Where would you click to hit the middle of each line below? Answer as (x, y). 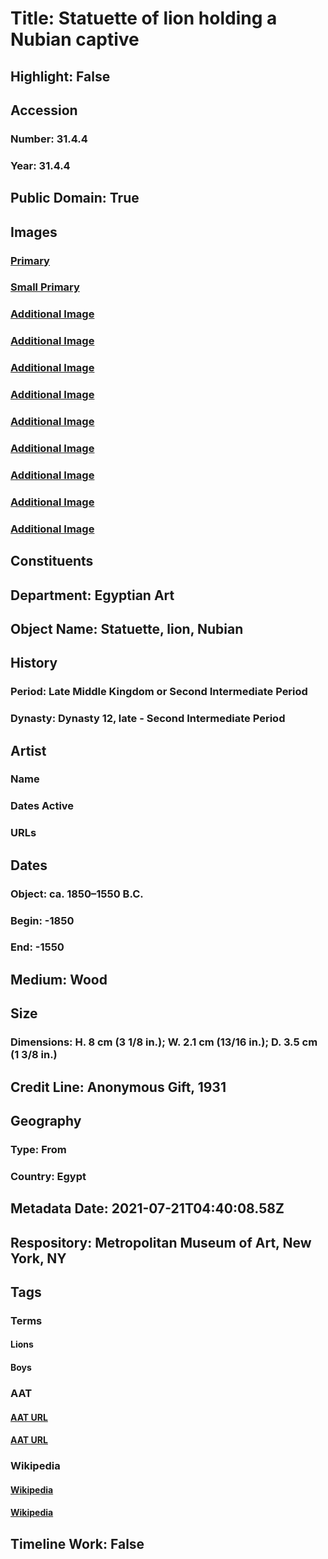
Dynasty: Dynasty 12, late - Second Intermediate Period (148, 719)
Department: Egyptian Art (92, 595)
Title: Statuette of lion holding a (144, 18)
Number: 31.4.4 (49, 139)
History (34, 663)
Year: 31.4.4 (40, 165)
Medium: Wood (59, 979)
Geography (46, 1120)
